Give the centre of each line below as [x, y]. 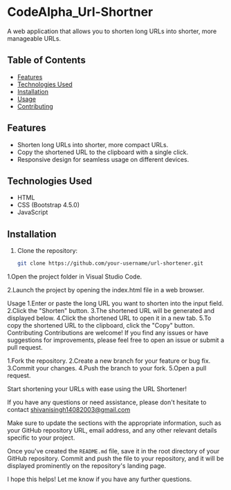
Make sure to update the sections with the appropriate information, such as [114, 423]
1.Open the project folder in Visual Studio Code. [75, 276]
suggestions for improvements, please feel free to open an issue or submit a [116, 340]
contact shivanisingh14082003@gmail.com [69, 410]
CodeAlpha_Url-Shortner [80, 12]
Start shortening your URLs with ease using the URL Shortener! [97, 389]
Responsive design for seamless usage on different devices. [103, 159]
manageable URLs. [34, 38]
